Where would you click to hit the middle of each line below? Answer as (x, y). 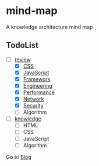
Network (33, 99)
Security (33, 106)
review (22, 59)
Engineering (38, 86)
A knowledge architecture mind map (49, 27)
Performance (39, 92)
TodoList (22, 45)
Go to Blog (19, 157)
